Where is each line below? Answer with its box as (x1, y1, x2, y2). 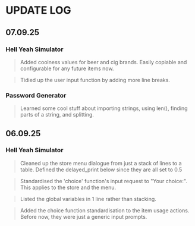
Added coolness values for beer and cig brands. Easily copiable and (20, 58, 187, 65)
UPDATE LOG (5, 4, 72, 17)
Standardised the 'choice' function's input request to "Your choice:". (20, 177, 188, 184)
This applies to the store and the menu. (20, 184, 117, 191)
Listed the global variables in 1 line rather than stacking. (20, 195, 157, 202)
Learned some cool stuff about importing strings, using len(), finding (20, 105, 188, 112)
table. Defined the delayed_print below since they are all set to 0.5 (20, 166, 183, 173)
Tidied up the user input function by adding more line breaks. (20, 76, 171, 83)
